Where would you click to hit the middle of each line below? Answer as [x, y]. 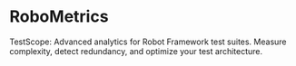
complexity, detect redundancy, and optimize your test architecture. [136, 51]
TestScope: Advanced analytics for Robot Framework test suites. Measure [148, 42]
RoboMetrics [59, 17]
